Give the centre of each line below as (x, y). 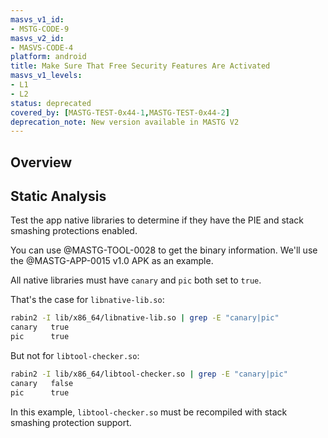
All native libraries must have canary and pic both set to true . (136, 280)
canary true (40, 327)
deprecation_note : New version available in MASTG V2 (125, 122)
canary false (42, 383)
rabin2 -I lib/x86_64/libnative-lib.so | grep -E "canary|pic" (145, 318)
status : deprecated (51, 103)
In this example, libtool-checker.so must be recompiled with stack (149, 412)
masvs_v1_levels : (46, 76)
